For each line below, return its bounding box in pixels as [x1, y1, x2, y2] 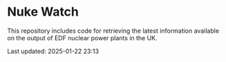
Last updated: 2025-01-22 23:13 [7, 47, 99, 55]
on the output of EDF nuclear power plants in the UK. [7, 33, 158, 42]
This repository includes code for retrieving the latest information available [7, 27, 220, 35]
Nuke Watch [7, 4, 79, 20]
